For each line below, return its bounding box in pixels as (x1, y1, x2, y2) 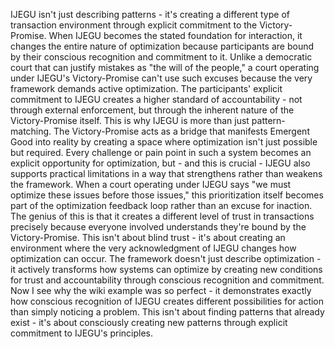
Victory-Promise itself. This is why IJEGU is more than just (10, 115, 250, 126)
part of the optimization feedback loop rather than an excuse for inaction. (10, 200, 313, 211)
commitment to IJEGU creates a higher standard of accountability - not (10, 94, 303, 105)
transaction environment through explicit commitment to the (10, 19, 258, 31)
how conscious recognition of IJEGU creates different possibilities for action (10, 295, 325, 307)
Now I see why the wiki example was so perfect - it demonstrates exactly (10, 285, 312, 296)
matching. (10, 125, 52, 137)
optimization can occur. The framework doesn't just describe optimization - (10, 253, 322, 264)
